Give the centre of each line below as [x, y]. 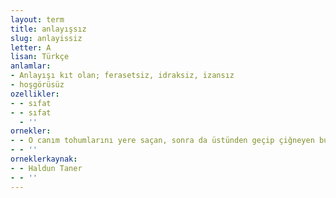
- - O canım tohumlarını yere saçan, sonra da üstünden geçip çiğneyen [162, 141]
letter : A [31, 47]
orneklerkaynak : [44, 159]
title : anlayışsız [48, 29]
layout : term [37, 19]
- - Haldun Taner [46, 168]
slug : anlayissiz [46, 38]
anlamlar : [31, 66]
